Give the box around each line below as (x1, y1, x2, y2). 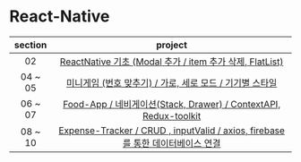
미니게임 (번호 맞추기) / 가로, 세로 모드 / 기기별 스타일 (65, 76, 278, 89)
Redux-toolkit (142, 109, 202, 122)
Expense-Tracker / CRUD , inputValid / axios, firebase (57, 124, 285, 136)
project (156, 38, 188, 51)
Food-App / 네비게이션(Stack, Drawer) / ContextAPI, (62, 98, 280, 110)
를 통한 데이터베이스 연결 (122, 137, 221, 149)
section (13, 38, 47, 51)
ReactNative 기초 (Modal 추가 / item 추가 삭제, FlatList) (59, 55, 284, 68)
